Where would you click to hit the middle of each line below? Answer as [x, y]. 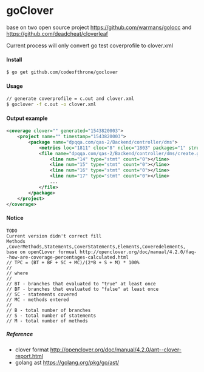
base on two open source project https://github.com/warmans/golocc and [99, 27]
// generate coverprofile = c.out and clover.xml [70, 99]
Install [14, 59]
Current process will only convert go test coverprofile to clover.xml [90, 45]
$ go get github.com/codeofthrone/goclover [62, 72]
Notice [15, 218]
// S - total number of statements [51, 316]
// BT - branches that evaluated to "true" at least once [81, 284]
